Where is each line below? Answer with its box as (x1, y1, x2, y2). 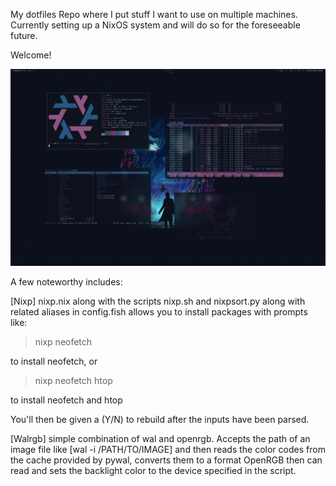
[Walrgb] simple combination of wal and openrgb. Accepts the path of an (10, 433, 311, 444)
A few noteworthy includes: (10, 276, 123, 288)
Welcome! (10, 49, 52, 61)
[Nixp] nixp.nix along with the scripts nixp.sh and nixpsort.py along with (10, 295, 306, 307)
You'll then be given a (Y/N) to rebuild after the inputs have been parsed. (10, 414, 310, 425)
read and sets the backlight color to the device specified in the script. (10, 465, 297, 476)
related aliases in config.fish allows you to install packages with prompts (10, 306, 308, 318)
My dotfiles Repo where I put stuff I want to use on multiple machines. (10, 9, 298, 20)
